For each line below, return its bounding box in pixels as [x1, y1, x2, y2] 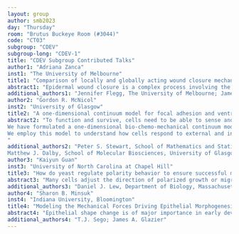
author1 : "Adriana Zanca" [7, 63, 84, 71]
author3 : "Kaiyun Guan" [7, 156, 78, 164]
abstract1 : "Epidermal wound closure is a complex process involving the [7, 83, 231, 91]
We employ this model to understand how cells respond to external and [7, 130, 224, 137]
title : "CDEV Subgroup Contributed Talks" [7, 57, 135, 64]
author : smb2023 [7, 17, 55, 24]
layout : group [7, 10, 50, 18]
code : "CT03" [7, 37, 46, 44]
